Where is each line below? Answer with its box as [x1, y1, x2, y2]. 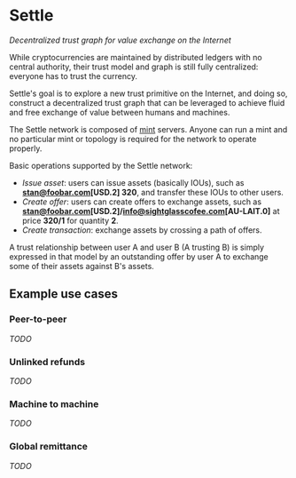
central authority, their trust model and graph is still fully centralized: [9, 61, 259, 72]
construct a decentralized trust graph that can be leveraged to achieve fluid [9, 97, 285, 108]
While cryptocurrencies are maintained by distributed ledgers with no [9, 52, 263, 62]
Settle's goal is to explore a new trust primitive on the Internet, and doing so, [9, 88, 288, 99]
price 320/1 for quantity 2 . [21, 215, 119, 226]
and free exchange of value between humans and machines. [9, 107, 230, 117]
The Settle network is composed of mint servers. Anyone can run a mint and [9, 123, 288, 134]
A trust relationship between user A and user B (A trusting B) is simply [9, 242, 264, 252]
